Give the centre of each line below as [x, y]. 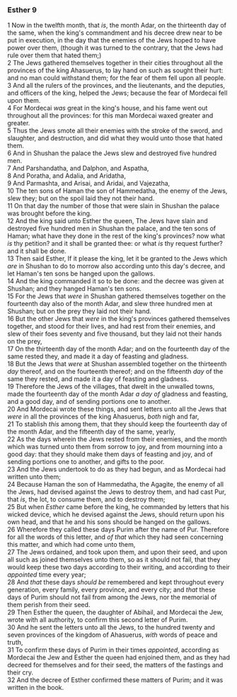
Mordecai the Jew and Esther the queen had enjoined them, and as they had [118, 657]
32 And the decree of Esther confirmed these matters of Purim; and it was [115, 680]
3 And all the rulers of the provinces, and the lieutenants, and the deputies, [116, 86]
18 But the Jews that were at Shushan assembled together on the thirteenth [117, 364]
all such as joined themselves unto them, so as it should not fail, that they [114, 560]
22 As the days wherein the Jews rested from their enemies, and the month [117, 439]
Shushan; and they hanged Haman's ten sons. [74, 289]
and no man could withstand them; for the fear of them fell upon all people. [117, 78]
